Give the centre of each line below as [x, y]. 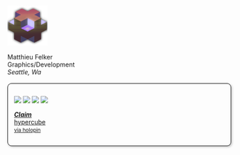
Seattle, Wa [24, 72]
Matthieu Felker [30, 57]
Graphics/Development [41, 64]
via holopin [27, 130]
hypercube [30, 122]
